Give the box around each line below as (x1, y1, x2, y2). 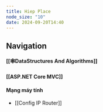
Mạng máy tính (6, 86, 43, 93)
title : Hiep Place (6, 8, 51, 15)
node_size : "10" (6, 14, 46, 20)
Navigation (6, 41, 47, 51)
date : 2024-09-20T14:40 (6, 19, 64, 25)
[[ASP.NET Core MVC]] (6, 73, 63, 80)
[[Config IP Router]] (14, 100, 63, 107)
